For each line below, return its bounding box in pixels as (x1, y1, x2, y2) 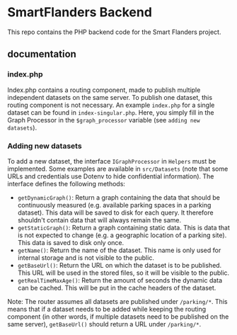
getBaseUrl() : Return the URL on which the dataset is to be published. (17, 261, 222, 269)
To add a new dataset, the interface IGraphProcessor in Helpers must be (7, 157, 216, 165)
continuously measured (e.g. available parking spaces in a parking (17, 200, 212, 209)
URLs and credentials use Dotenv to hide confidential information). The (7, 171, 214, 181)
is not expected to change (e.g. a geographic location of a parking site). (17, 231, 227, 239)
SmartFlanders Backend (7, 4, 152, 21)
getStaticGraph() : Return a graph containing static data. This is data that (17, 223, 230, 232)
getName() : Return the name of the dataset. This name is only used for (17, 246, 221, 254)
